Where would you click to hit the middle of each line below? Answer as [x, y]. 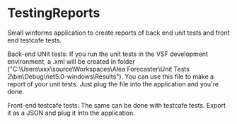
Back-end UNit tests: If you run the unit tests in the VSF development [108, 54]
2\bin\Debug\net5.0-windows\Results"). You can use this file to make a [111, 77]
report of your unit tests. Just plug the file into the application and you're [113, 84]
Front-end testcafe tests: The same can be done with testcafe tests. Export [117, 105]
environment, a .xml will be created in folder [71, 61]
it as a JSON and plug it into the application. [71, 113]
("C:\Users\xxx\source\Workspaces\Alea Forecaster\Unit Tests [98, 69]
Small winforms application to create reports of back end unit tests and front [118, 33]
